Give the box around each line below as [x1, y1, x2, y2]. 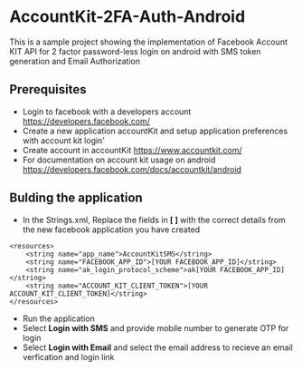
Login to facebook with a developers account [22, 106, 192, 117]
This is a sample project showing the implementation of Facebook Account [9, 36, 288, 47]
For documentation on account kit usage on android [22, 154, 216, 165]
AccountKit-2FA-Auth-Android [9, 6, 246, 27]
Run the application [22, 313, 95, 324]
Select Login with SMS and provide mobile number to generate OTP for [22, 322, 289, 333]
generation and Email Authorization [9, 55, 141, 66]
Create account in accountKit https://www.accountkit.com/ [22, 144, 242, 155]
